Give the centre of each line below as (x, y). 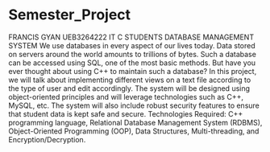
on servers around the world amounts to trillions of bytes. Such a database (132, 54)
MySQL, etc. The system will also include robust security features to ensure (134, 105)
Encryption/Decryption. (47, 139)
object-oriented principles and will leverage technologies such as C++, (126, 97)
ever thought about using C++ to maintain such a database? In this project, (133, 71)
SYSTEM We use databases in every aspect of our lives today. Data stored (132, 45)
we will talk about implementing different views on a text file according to (130, 80)
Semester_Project (70, 15)
